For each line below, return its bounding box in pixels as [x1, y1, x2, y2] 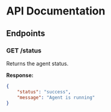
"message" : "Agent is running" [17, 95, 95, 101]
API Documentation [6, 4, 106, 18]
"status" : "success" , [17, 89, 71, 95]
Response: [6, 71, 34, 79]
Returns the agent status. [6, 60, 69, 67]
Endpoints [6, 28, 46, 39]
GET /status [6, 46, 42, 55]
